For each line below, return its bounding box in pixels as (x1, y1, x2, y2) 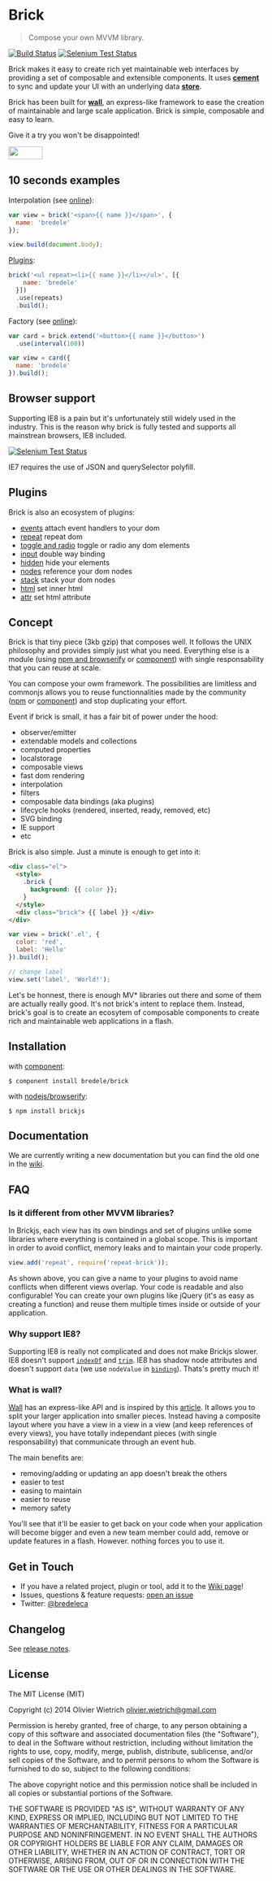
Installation (8, 1039, 67, 1054)
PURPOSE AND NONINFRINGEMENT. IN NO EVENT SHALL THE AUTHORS (8, 1830, 258, 1840)
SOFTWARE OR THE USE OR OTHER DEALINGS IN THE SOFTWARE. (8, 1864, 236, 1874)
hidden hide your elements (19, 557, 110, 567)
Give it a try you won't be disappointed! (8, 130, 140, 140)
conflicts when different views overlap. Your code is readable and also (8, 1282, 244, 1291)
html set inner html (19, 583, 84, 593)
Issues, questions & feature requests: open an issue (19, 1590, 193, 1600)
